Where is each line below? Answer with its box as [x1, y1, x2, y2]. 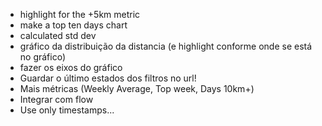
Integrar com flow [19, 94, 94, 105]
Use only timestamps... [19, 104, 115, 116]
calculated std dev [19, 30, 97, 41]
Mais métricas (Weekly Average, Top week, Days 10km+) [19, 83, 255, 94]
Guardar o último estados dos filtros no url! [19, 72, 197, 84]
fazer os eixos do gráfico [19, 62, 123, 73]
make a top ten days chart [19, 19, 128, 31]
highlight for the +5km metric [19, 9, 141, 20]
